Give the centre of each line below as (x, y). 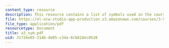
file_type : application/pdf (35, 24)
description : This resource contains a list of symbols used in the (78, 14)
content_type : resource (30, 10)
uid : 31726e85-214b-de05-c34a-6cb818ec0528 (52, 38)
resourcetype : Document (30, 28)
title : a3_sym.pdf (24, 33)
